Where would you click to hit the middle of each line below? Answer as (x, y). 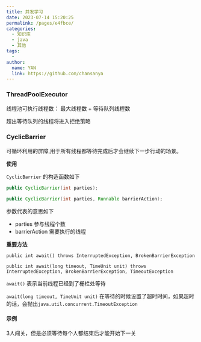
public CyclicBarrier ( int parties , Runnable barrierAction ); (85, 199)
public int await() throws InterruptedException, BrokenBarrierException (101, 256)
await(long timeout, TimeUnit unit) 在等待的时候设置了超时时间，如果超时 (100, 296)
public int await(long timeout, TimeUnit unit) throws (76, 266)
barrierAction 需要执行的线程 (50, 231)
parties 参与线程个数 (40, 224)
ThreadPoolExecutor (37, 95)
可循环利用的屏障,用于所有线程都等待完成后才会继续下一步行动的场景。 (94, 151)
